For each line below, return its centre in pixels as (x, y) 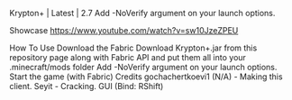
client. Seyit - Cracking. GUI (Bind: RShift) (87, 86)
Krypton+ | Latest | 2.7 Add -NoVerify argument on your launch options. (142, 13)
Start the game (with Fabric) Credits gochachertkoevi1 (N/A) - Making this (146, 77)
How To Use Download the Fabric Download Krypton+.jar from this (133, 48)
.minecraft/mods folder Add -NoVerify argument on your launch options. (143, 67)
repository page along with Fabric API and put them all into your (128, 57)
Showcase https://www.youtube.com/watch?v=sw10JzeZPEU (124, 30)
